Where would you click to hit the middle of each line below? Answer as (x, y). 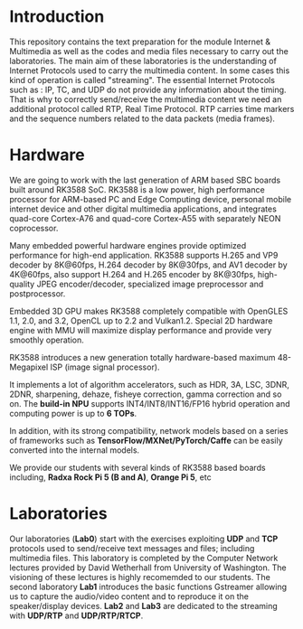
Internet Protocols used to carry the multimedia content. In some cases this (150, 70)
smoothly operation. (47, 340)
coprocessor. (34, 228)
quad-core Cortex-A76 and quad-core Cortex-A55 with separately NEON (145, 218)
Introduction (57, 17)
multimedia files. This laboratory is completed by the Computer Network (144, 558)
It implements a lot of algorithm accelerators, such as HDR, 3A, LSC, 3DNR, (149, 384)
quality (22, 284)
